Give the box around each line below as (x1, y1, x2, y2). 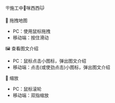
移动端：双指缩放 (12, 92, 49, 98)
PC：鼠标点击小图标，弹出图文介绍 (12, 58, 86, 64)
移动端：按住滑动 (12, 35, 49, 40)
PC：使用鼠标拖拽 (12, 28, 51, 34)
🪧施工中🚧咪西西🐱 (5, 5, 44, 11)
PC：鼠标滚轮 (12, 86, 42, 92)
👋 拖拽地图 (5, 17, 28, 23)
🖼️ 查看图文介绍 (5, 45, 39, 51)
